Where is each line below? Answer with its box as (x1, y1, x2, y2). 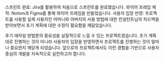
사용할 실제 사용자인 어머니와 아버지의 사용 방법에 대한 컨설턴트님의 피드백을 (14, 16, 160, 22)
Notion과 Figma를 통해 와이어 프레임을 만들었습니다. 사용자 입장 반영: (11, 10, 144, 16)
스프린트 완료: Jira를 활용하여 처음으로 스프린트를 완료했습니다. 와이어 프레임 (5, 4, 151, 10)
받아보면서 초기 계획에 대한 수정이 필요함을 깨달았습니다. (5, 22, 113, 28)
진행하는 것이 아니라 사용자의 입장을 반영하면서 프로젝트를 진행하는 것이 (14, 39, 150, 45)
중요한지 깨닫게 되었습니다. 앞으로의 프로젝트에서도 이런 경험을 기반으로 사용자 (10, 45, 160, 50)
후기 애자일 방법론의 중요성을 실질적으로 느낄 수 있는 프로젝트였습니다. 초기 (5, 33, 148, 38)
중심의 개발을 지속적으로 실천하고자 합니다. (5, 51, 87, 57)
